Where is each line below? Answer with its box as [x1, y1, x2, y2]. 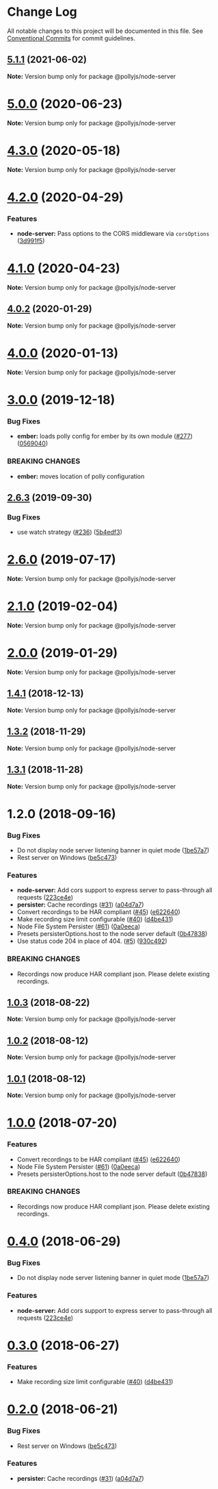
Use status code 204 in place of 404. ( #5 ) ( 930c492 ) [16, 937, 167, 946]
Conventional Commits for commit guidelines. [7, 34, 135, 42]
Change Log [7, 4, 77, 20]
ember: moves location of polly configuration [16, 472, 145, 480]
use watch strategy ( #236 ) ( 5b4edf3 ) [16, 528, 123, 537]
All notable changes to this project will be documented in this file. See [7, 27, 204, 35]
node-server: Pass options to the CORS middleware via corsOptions [16, 230, 210, 238]
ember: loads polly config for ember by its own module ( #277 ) [16, 432, 193, 441]
